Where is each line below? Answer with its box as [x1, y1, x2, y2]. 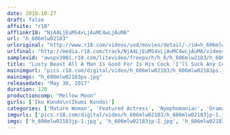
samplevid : [7, 55, 38, 61]
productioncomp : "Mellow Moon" [7, 93, 97, 100]
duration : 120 [7, 86, 48, 93]
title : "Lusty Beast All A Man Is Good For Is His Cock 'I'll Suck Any [7, 61, 216, 67]
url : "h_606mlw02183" [7, 35, 69, 42]
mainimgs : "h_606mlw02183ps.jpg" [7, 73, 103, 80]
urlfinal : [7, 48, 36, 55]
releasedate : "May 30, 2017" [7, 80, 90, 87]
